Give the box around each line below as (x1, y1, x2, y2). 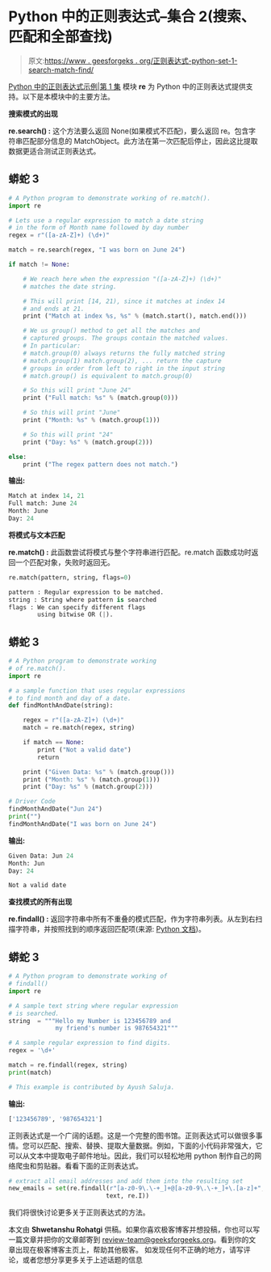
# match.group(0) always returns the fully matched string (23, 349, 226, 357)
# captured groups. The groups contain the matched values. (23, 335, 229, 343)
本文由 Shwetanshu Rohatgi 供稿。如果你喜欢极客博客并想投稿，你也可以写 (8, 1225, 261, 1235)
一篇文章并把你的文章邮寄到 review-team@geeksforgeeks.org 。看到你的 (8, 1235, 249, 1245)
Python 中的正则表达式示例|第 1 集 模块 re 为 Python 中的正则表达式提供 (8, 82, 246, 91)
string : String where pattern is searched (8, 596, 157, 604)
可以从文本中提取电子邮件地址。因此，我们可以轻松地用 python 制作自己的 (8, 1151, 255, 1160)
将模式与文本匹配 (8, 530, 65, 540)
